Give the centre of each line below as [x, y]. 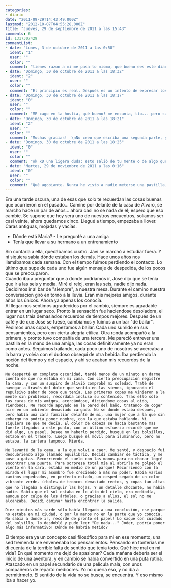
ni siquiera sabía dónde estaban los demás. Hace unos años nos [73, 257]
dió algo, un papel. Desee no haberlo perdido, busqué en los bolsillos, [85, 432]
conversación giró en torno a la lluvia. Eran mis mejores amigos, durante [81, 295]
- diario [15, 15]
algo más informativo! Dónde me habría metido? [57, 527]
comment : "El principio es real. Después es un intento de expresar [84, 90]
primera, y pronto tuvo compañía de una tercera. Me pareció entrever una [82, 338]
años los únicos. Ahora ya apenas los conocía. [54, 300]
